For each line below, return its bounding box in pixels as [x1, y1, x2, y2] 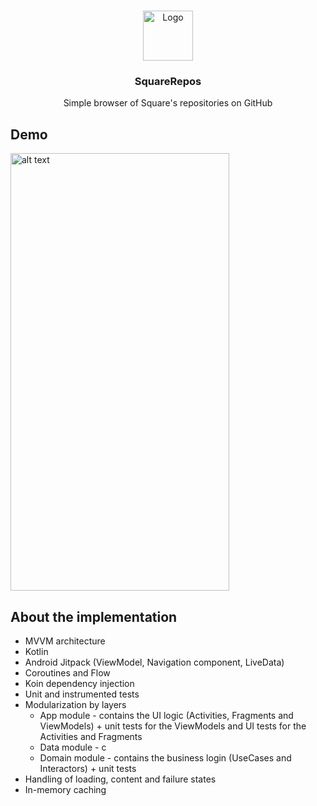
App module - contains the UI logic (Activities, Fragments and [39, 709, 294, 721]
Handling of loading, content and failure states [24, 773, 217, 785]
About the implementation [10, 608, 178, 625]
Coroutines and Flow [24, 666, 111, 679]
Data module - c [39, 741, 107, 753]
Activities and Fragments [39, 730, 143, 742]
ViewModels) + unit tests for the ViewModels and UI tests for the [39, 720, 307, 732]
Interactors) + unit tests [39, 762, 137, 774]
